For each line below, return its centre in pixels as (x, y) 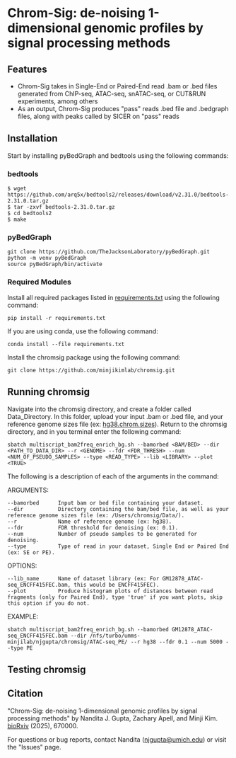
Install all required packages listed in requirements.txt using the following (114, 297)
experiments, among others (58, 101)
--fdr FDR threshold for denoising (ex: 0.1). (93, 528)
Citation (25, 694)
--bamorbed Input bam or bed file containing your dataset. (105, 503)
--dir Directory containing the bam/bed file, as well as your (118, 509)
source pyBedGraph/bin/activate (55, 264)
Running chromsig (49, 392)
